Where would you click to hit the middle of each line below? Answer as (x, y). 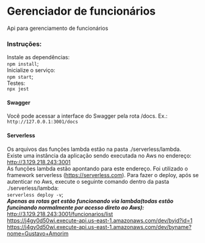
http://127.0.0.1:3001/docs (43, 122)
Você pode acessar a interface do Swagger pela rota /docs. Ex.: (87, 116)
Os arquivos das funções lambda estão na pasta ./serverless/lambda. (94, 149)
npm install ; (23, 64)
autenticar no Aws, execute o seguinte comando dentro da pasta (88, 181)
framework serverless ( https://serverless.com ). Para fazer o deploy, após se (103, 175)
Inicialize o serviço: (31, 70)
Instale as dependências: (38, 57)
